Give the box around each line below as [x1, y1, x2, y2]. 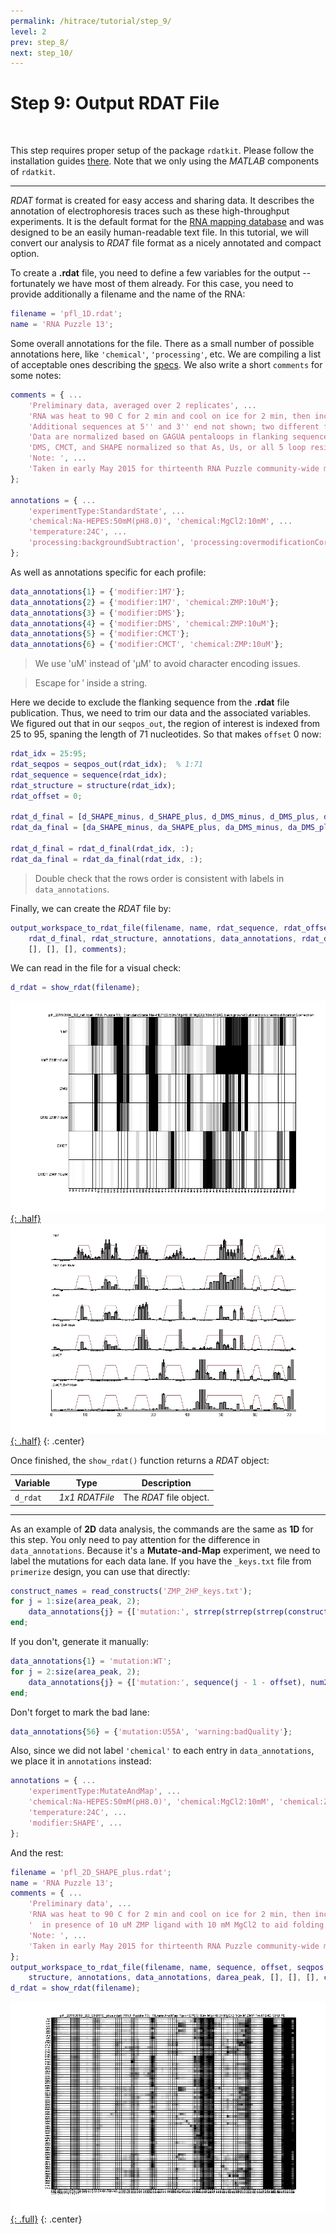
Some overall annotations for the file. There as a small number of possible [10, 337, 315, 349]
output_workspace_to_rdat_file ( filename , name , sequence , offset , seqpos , [10, 1962, 329, 1972]
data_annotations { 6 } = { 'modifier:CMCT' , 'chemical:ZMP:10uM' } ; [10, 640, 284, 650]
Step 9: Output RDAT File [10, 92, 220, 115]
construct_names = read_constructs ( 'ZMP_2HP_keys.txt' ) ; [10, 1586, 253, 1596]
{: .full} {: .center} [10, 2213, 83, 2225]
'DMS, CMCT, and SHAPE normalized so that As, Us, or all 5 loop [28, 443, 307, 453]
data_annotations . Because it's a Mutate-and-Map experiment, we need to [10, 1544, 321, 1556]
